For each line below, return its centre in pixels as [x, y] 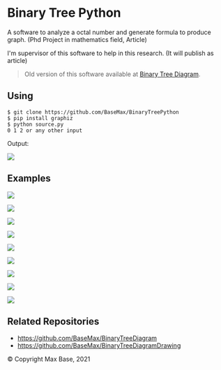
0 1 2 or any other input [45, 131]
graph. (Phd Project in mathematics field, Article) [77, 39]
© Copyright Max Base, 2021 [49, 359]
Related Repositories [53, 321]
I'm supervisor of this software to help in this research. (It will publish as [110, 53]
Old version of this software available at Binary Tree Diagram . [112, 74]
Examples [29, 178]
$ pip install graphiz [40, 118]
